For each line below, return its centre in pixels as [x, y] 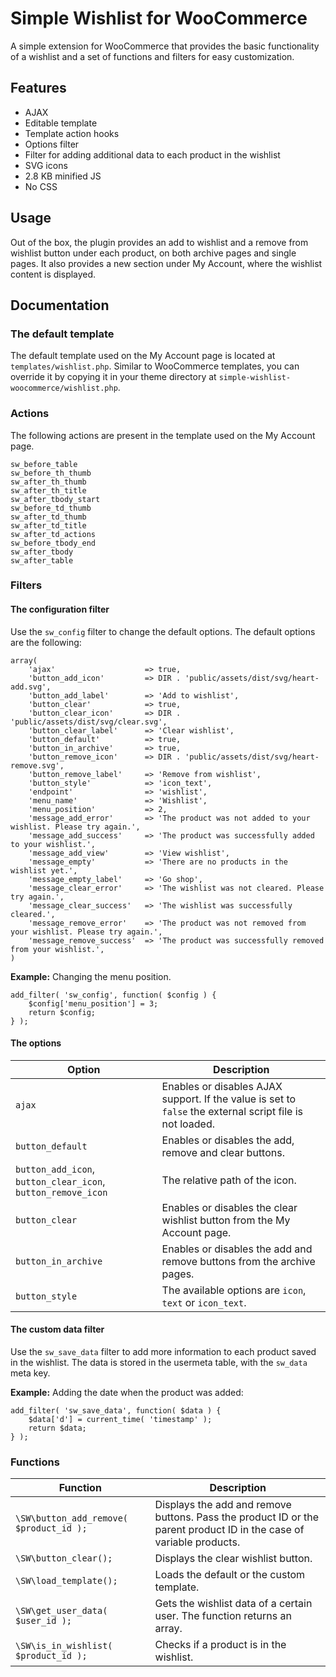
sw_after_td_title [48, 525]
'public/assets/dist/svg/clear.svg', [89, 722]
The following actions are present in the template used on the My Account [163, 435]
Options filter [52, 144]
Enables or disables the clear [229, 1207]
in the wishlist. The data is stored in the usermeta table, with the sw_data [159, 1363]
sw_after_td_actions [53, 534]
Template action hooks [72, 133]
